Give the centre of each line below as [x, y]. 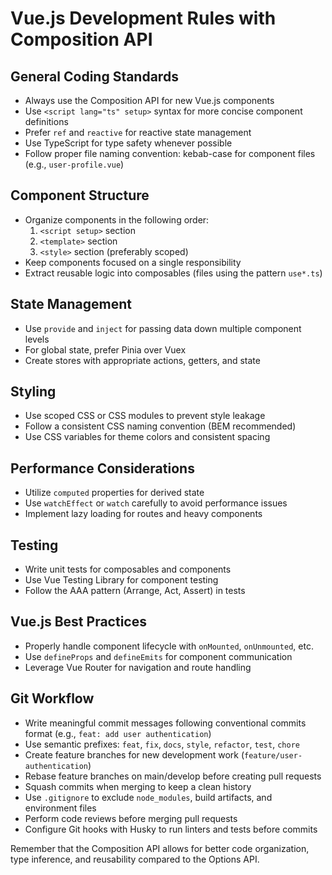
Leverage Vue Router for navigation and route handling [138, 667]
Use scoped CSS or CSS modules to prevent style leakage [145, 416]
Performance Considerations [102, 468]
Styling [33, 392]
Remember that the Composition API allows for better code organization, [160, 848]
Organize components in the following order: [117, 219]
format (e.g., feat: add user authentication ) [118, 733]
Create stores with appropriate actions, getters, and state [142, 360]
